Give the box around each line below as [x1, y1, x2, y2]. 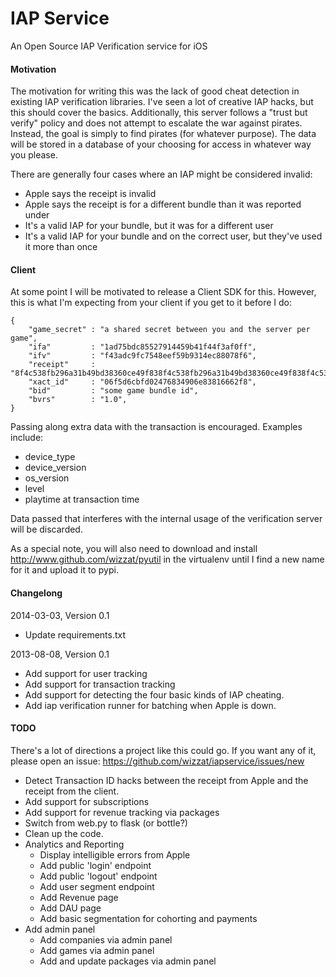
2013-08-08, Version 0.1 [10, 648, 110, 660]
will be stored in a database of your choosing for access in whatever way [10, 138, 312, 151]
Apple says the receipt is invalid [24, 188, 157, 200]
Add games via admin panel [39, 944, 155, 956]
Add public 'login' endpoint [39, 859, 152, 871]
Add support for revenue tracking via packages [24, 806, 220, 818]
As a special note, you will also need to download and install [10, 543, 258, 555]
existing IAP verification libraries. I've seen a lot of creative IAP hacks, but [10, 96, 314, 108]
